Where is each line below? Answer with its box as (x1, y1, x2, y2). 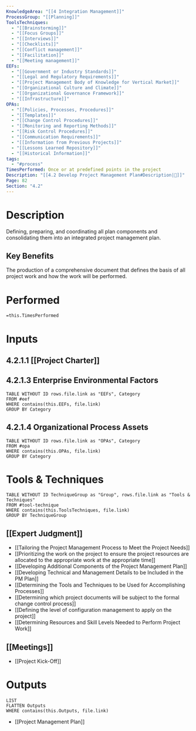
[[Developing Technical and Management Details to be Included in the (14, 569, 184, 576)
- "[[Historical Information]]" (11, 150, 91, 156)
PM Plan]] (14, 576, 39, 583)
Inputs (6, 332, 38, 346)
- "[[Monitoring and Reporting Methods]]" (11, 123, 117, 129)
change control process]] (14, 600, 76, 607)
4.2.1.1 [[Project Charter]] (6, 356, 100, 365)
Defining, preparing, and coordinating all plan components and (6, 228, 158, 235)
